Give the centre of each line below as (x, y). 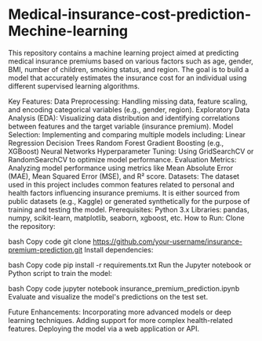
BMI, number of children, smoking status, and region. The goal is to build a (129, 69)
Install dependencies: (119, 249)
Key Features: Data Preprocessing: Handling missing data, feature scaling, (128, 101)
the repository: (32, 226)
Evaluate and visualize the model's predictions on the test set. (108, 296)
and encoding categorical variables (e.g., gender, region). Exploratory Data (129, 109)
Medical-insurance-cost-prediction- (130, 15)
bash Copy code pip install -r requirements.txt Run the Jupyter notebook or (130, 265)
